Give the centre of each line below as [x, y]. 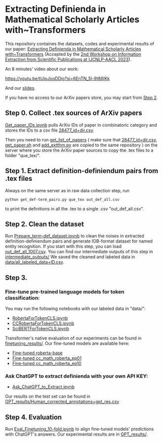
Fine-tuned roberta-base [37, 353]
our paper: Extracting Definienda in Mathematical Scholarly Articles [73, 49]
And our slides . [20, 88]
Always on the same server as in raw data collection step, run [68, 190]
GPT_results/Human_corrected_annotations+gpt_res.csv [62, 402]
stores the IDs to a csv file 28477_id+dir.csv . [50, 130]
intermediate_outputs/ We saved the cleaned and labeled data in [70, 257]
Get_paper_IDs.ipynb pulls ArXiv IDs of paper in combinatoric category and [81, 125]
